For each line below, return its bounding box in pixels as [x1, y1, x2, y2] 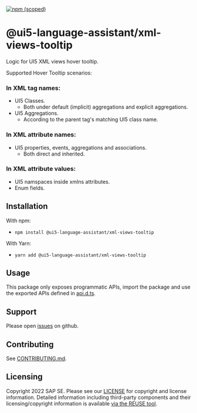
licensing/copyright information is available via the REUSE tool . [6, 400, 158, 407]
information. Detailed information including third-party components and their [6, 394, 191, 401]
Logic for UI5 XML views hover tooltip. [6, 57, 98, 65]
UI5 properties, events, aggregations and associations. [14, 144, 147, 151]
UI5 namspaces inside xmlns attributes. [14, 178, 110, 185]
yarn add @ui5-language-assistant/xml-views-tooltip [14, 252, 147, 258]
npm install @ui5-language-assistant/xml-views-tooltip [14, 229, 154, 235]
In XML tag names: [6, 84, 60, 92]
